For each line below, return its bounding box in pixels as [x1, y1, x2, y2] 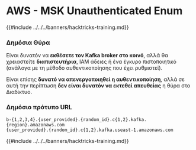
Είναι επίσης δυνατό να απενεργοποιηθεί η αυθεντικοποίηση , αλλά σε [6, 76, 185, 83]
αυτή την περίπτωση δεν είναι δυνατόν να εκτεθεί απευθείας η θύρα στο [6, 82, 191, 89]
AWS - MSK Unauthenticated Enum [6, 4, 183, 18]
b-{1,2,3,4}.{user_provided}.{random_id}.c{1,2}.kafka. [6, 116, 147, 122]
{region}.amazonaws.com [6, 122, 65, 128]
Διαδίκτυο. [6, 89, 33, 96]
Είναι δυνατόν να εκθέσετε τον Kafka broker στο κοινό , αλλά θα [6, 52, 169, 59]
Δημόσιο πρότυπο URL [6, 103, 72, 112]
